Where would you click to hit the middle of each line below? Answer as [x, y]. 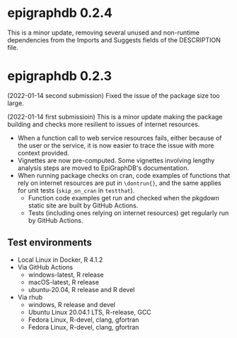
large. [16, 103]
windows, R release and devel [71, 304]
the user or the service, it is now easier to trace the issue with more [116, 145]
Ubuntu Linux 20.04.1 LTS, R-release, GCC [90, 312]
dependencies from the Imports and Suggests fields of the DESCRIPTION [114, 40]
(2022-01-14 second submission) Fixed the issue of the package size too [114, 95]
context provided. [43, 152]
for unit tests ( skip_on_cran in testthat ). [76, 190]
